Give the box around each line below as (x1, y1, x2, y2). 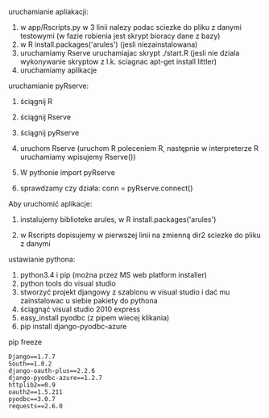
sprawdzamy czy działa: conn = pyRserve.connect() (19, 183, 193, 193)
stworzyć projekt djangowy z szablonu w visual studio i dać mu (19, 287, 230, 297)
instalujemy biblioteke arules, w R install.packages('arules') (19, 215, 217, 224)
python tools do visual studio (19, 278, 117, 288)
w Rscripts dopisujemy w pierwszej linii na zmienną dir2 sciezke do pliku (19, 230, 262, 240)
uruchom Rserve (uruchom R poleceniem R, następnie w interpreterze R (19, 144, 259, 153)
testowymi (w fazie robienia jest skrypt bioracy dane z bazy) (19, 31, 221, 40)
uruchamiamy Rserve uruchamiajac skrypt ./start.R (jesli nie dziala (19, 48, 240, 57)
